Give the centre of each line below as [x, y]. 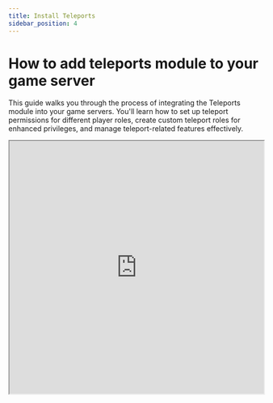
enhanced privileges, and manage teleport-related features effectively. [126, 129]
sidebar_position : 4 [43, 23]
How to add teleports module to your [134, 64]
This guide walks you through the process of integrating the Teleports [124, 103]
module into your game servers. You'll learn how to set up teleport [118, 112]
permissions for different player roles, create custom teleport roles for [124, 120]
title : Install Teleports [52, 16]
